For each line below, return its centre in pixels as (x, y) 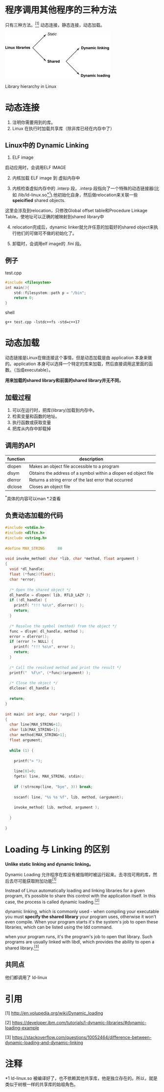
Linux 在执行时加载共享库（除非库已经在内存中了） (63, 128)
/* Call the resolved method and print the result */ (65, 667)
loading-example (22, 1028)
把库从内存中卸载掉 (32, 429)
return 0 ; (24, 298)
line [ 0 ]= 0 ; (25, 771)
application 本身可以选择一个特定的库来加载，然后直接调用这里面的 (81, 364)
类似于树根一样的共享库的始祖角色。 (42, 1085)
